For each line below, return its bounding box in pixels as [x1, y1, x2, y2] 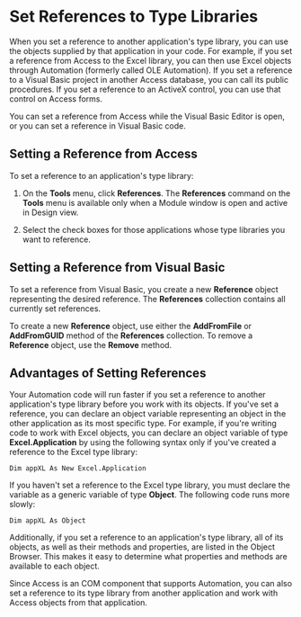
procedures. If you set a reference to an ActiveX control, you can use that [9, 84, 281, 94]
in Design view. [22, 207, 79, 218]
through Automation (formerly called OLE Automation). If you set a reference [9, 65, 293, 76]
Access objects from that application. [9, 597, 148, 608]
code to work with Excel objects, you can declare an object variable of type [9, 427, 288, 438]
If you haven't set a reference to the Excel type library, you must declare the [9, 479, 290, 491]
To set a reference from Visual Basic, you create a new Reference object [9, 283, 279, 294]
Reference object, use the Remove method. [9, 339, 173, 350]
